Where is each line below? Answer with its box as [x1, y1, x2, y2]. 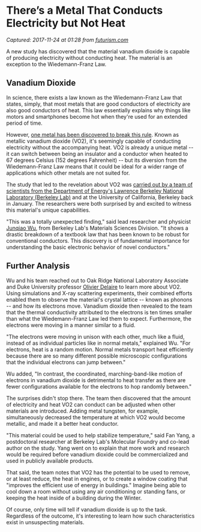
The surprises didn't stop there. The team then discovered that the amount [6, 394, 191, 402]
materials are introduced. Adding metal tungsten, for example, [6, 407, 160, 414]
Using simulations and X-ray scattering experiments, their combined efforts [6, 289, 193, 297]
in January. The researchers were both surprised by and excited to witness [6, 200, 192, 207]
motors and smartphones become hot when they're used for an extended [6, 113, 188, 120]
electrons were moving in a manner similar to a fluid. [6, 321, 136, 329]
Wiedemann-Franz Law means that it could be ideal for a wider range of [6, 163, 184, 170]
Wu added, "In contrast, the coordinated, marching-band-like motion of [6, 370, 183, 377]
